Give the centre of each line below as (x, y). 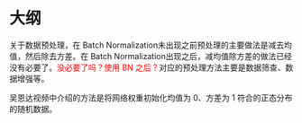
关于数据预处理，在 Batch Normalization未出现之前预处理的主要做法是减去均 (151, 45)
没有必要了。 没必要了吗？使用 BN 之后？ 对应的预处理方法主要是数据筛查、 (147, 67)
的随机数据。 (33, 109)
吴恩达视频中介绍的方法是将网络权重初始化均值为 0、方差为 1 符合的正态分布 (151, 97)
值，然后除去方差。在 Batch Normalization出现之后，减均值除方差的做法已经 (151, 56)
